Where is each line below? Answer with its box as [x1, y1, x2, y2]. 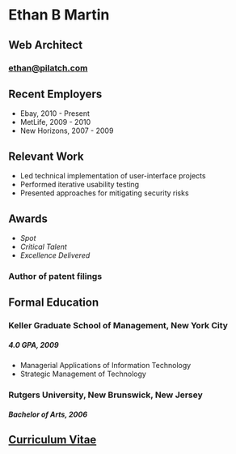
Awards [8, 212, 48, 225]
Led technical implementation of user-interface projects [19, 171, 206, 181]
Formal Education [8, 296, 99, 310]
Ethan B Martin [8, 6, 110, 24]
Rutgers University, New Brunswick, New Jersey [8, 389, 204, 400]
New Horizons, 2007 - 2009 [19, 126, 114, 135]
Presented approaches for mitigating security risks [19, 188, 189, 198]
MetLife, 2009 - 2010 [19, 118, 91, 127]
